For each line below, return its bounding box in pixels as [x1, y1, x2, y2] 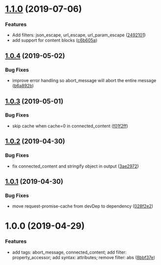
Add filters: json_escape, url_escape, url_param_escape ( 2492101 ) [12, 32, 146, 38]
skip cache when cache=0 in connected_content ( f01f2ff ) [12, 123, 128, 129]
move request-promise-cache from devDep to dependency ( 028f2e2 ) [12, 203, 153, 209]
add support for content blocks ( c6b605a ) [12, 37, 97, 43]
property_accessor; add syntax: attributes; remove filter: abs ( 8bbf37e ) [12, 254, 156, 260]
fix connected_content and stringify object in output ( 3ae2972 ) [12, 163, 139, 169]
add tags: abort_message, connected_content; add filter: [12, 249, 127, 255]
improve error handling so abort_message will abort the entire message [12, 78, 157, 84]
